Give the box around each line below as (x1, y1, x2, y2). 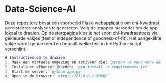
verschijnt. (5, 46, 27, 52)
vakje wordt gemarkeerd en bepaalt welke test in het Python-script (5, 40, 142, 46)
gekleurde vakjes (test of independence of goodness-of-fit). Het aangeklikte (5, 35, 162, 41)
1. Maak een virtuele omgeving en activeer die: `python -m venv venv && (5, 60, 161, 65)
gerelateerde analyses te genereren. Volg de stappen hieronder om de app (5, 25, 158, 30)
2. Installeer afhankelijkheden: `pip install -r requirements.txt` (5, 64, 150, 69)
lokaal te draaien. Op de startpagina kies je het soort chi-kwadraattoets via (5, 30, 158, 36)
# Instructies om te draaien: (5, 55, 68, 60)
